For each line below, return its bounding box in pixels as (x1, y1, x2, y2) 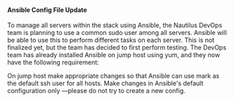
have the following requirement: (7, 58, 100, 66)
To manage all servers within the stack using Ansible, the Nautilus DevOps (7, 21, 223, 29)
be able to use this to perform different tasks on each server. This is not (7, 36, 215, 45)
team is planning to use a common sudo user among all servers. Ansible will (7, 29, 227, 37)
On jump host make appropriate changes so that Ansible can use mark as (7, 72, 220, 80)
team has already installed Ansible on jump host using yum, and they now (7, 51, 220, 59)
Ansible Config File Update (7, 6, 88, 14)
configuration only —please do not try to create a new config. (7, 87, 186, 95)
